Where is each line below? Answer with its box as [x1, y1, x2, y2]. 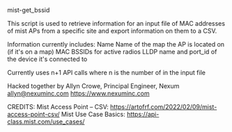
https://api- [126, 110, 160, 118]
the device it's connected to [7, 55, 88, 63]
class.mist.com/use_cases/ [7, 117, 85, 126]
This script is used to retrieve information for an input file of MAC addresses [7, 19, 225, 27]
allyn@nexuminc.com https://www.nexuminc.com [7, 90, 150, 97]
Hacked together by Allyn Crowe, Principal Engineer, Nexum [7, 82, 180, 90]
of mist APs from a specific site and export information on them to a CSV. [7, 27, 217, 35]
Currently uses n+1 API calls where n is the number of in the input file [7, 69, 206, 76]
